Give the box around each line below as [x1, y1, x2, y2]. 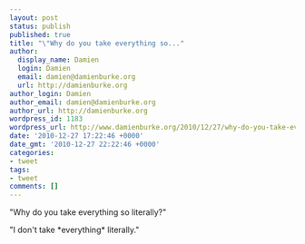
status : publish [9, 22, 71, 31]
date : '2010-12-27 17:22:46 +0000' [9, 132, 144, 141]
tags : [9, 165, 30, 174]
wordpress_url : [9, 123, 67, 132]
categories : [9, 148, 54, 157]
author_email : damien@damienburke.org [9, 97, 156, 107]
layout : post [9, 13, 59, 23]
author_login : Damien [9, 89, 92, 98]
